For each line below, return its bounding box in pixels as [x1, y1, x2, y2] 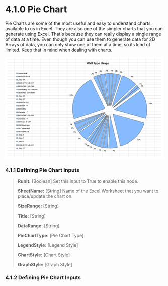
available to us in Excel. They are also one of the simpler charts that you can [5, 25, 163, 31]
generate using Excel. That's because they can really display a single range [5, 31, 162, 37]
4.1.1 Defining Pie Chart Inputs [5, 167, 79, 174]
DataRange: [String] [17, 223, 60, 229]
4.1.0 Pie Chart [5, 4, 67, 15]
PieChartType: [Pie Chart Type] [17, 232, 84, 238]
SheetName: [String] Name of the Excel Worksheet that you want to [17, 188, 159, 194]
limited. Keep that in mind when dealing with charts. [5, 47, 113, 53]
